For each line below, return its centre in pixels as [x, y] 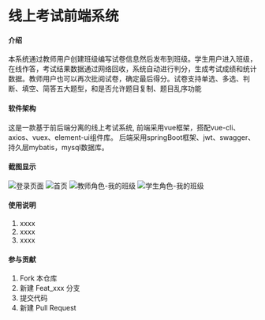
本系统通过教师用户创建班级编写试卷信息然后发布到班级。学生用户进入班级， [132, 59]
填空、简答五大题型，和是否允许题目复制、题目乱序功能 [112, 88]
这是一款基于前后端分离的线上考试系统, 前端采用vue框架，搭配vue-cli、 [124, 127]
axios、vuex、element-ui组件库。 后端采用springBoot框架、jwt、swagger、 [131, 137]
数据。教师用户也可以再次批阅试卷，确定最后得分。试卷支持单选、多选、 [125, 79]
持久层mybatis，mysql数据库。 [58, 147]
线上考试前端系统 [64, 16]
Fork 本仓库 [38, 278]
